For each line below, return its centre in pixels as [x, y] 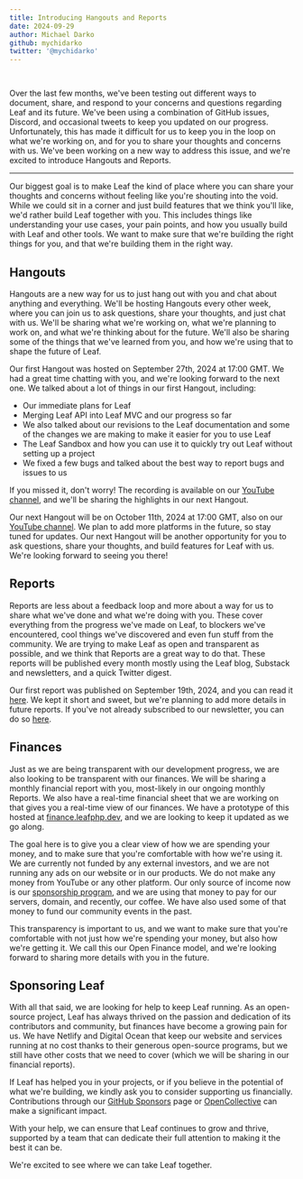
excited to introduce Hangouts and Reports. [90, 161]
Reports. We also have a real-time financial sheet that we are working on [144, 797]
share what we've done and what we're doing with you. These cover [136, 615]
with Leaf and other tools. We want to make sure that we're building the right [151, 235]
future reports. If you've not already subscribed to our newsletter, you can [147, 709]
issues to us [45, 472]
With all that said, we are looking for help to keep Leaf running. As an [138, 1008]
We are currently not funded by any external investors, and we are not [139, 863]
